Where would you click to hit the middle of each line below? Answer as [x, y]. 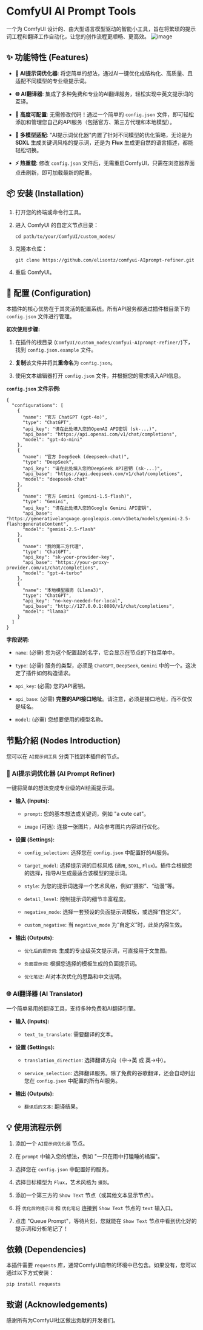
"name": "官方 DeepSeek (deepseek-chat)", [76, 457]
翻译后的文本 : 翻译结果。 [52, 1106]
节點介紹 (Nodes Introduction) [64, 740]
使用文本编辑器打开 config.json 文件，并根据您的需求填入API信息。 [99, 376]
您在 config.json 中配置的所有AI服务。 [72, 1081]
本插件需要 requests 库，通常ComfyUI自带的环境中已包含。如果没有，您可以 [101, 1265]
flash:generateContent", [38, 524]
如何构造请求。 [55, 673]
